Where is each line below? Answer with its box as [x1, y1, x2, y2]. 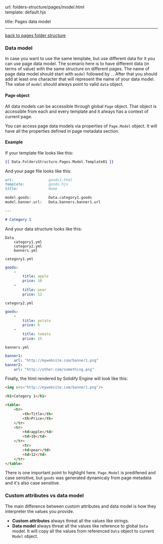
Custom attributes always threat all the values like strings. [12, 518, 130, 524]
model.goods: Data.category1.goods [5, 195, 92, 200]
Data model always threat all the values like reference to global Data [12, 523, 148, 528]
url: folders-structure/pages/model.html [5, 4, 85, 10]
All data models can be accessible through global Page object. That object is [5, 103, 157, 109]
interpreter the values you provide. [5, 508, 74, 514]
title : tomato [22, 332, 51, 337]
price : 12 [22, 292, 42, 297]
